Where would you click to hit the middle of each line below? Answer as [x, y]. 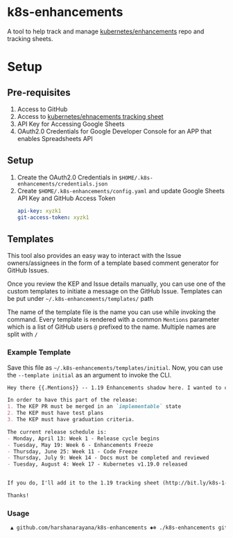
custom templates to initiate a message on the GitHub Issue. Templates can [115, 291]
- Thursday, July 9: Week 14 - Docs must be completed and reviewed [108, 458]
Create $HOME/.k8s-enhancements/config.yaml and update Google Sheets [121, 190]
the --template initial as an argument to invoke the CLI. [89, 375]
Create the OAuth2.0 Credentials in [67, 177]
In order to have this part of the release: [72, 400]
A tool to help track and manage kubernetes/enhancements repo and [106, 31]
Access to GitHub [42, 109]
